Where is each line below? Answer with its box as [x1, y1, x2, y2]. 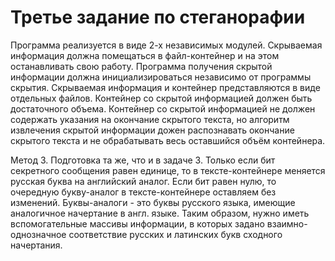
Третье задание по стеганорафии [10, 6, 306, 29]
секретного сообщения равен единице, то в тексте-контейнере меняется [10, 164, 326, 176]
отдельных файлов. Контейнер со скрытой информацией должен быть [10, 92, 313, 104]
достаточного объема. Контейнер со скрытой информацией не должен [10, 102, 316, 115]
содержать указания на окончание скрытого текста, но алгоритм [10, 113, 290, 125]
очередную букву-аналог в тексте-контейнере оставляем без [10, 186, 277, 198]
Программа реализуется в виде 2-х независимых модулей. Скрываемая [10, 39, 323, 51]
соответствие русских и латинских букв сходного [68, 228, 283, 240]
